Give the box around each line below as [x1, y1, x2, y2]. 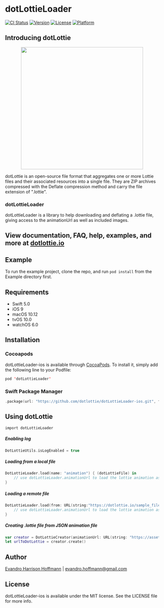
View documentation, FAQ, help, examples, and [5, 231, 152, 240]
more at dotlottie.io [5, 239, 64, 247]
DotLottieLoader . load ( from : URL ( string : [5, 503, 89, 508]
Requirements [5, 288, 49, 296]
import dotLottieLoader [5, 425, 54, 431]
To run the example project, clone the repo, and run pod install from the [5, 269, 152, 275]
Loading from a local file [5, 458, 56, 465]
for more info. [5, 598, 33, 604]
